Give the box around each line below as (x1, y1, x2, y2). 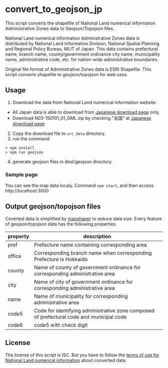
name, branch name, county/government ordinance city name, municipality (5, 51, 160, 57)
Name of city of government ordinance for (34, 278, 133, 285)
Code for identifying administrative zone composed (34, 307, 155, 314)
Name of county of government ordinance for (34, 264, 141, 271)
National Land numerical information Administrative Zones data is (5, 35, 140, 41)
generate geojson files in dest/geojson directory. (12, 158, 113, 164)
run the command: (12, 135, 51, 141)
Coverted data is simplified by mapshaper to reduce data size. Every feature (5, 216, 162, 222)
